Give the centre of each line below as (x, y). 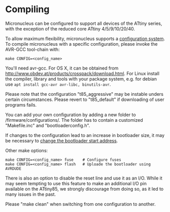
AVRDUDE (13, 168)
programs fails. (21, 104)
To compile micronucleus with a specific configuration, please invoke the (82, 44)
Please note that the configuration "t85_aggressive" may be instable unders (84, 94)
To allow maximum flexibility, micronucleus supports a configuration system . (85, 39)
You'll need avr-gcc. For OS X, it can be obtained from (62, 68)
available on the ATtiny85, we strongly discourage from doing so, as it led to (84, 189)
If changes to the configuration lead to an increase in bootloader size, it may (85, 135)
